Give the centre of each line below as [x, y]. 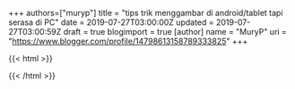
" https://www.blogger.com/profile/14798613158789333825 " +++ [128, 41]
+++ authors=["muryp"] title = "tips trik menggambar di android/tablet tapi [146, 13]
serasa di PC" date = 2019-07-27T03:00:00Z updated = [111, 22]
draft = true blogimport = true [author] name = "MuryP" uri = [175, 32]
